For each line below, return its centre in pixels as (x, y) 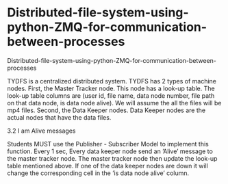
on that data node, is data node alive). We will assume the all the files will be (114, 103)
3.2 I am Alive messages (41, 131)
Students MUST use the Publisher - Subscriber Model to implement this (108, 144)
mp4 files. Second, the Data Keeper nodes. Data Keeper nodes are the (106, 110)
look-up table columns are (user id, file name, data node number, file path (111, 95)
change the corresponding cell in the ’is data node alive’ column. (98, 173)
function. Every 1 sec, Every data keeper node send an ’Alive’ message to (110, 151)
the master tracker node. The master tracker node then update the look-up (112, 158)
